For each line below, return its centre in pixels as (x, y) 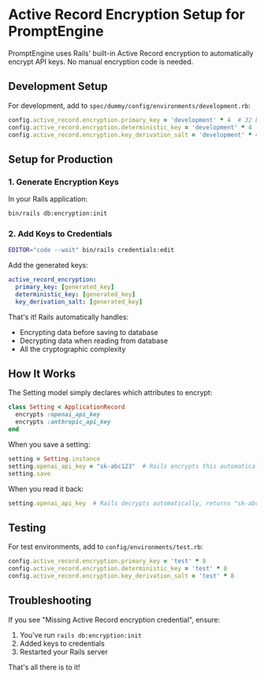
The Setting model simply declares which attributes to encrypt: (110, 393)
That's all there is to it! (44, 667)
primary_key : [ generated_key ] (65, 287)
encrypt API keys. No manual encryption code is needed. (101, 62)
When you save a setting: (49, 444)
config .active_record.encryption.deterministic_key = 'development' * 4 (130, 127)
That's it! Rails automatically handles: (68, 317)
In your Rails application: (48, 199)
